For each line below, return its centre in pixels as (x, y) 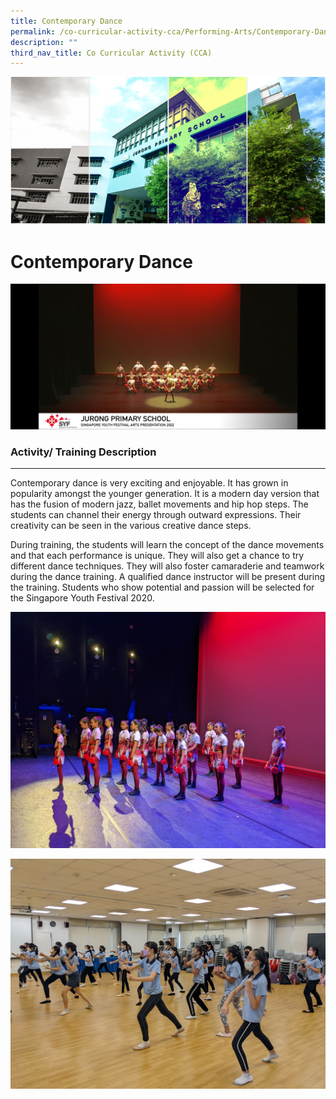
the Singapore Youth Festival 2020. (82, 598)
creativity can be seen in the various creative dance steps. (131, 526)
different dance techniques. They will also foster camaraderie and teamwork (167, 566)
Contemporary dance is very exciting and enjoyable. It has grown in (149, 483)
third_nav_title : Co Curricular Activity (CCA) (111, 53)
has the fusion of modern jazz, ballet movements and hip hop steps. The (159, 504)
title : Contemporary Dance (66, 21)
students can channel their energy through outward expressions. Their (156, 515)
